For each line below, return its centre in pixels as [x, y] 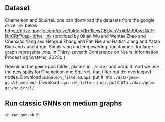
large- [149, 46]
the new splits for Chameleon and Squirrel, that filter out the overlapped [78, 72]
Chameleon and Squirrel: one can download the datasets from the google [80, 20]
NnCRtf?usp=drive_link [28, 36]
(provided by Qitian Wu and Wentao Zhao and [99, 36]
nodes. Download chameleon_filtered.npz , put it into [59, 77]
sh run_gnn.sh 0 [22, 115]
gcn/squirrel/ [20, 88]
